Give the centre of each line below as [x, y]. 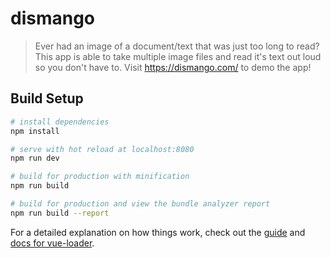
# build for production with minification [100, 177]
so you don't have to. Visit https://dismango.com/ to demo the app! [173, 67]
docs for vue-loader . [52, 243]
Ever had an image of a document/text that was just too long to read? [177, 46]
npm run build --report [60, 213]
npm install [35, 131]
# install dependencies [60, 122]
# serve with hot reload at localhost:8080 [102, 149]
